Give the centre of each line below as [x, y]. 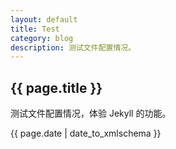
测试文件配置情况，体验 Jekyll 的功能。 [91, 113]
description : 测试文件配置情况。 [73, 47]
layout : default [44, 19]
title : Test [35, 29]
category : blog [42, 38]
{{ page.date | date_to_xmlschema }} [86, 133]
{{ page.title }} [56, 87]
